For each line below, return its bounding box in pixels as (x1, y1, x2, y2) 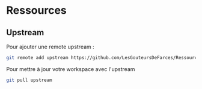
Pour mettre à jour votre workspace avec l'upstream (6, 65, 135, 72)
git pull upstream (6, 77, 52, 83)
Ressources (6, 4, 67, 17)
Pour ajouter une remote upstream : (6, 43, 94, 50)
